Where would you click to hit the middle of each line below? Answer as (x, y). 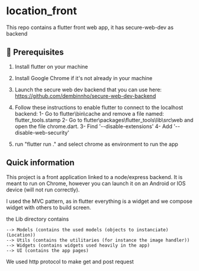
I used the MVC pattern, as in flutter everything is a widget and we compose (99, 201)
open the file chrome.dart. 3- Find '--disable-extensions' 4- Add (93, 126)
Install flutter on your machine (51, 66)
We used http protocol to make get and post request (70, 262)
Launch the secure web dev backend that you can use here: (88, 90)
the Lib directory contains (38, 219)
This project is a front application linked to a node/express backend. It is (94, 177)
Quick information (40, 163)
